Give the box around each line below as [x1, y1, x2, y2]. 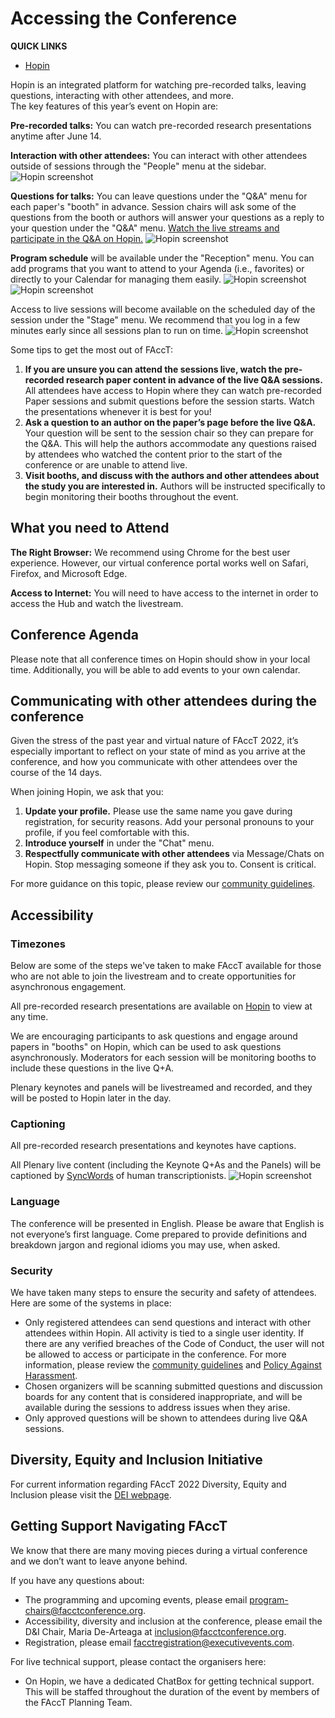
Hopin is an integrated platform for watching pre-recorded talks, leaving [10, 78, 307, 91]
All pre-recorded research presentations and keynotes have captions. [10, 1140, 297, 1152]
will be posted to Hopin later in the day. [10, 1092, 172, 1104]
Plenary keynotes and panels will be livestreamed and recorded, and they [10, 1082, 313, 1094]
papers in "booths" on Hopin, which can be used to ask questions [10, 1041, 282, 1053]
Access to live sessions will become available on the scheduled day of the [10, 303, 316, 315]
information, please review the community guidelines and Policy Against [24, 1358, 322, 1371]
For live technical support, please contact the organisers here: [10, 1655, 267, 1667]
